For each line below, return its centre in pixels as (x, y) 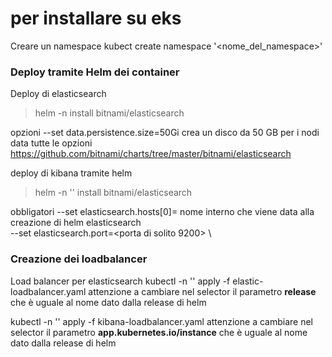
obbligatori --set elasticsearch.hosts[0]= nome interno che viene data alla (162, 212)
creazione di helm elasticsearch (76, 223)
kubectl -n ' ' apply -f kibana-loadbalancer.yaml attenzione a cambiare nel (161, 321)
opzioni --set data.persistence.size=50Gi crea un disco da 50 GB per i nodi (165, 133)
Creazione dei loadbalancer (79, 259)
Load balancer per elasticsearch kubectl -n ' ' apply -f (120, 281)
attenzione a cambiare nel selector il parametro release (202, 291)
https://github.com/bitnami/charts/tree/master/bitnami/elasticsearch (151, 154)
